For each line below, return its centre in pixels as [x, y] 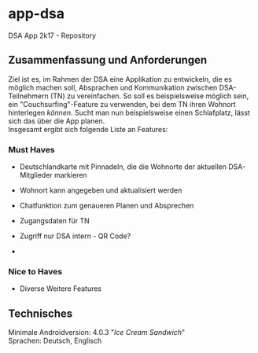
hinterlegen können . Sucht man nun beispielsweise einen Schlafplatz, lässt [129, 112]
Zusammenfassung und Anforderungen [108, 60]
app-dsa [37, 14]
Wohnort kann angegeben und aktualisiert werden [101, 190]
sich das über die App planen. [57, 121]
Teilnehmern [28, 96]
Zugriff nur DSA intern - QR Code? [75, 236]
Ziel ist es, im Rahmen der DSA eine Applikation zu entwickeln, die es [120, 79]
